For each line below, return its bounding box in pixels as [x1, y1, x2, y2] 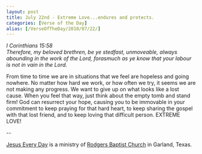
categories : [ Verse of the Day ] [6, 20, 87, 26]
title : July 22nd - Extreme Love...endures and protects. [6, 14, 155, 20]
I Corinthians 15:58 [6, 42, 53, 49]
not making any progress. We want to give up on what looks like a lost [6, 85, 179, 93]
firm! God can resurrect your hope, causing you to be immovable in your [6, 99, 185, 106]
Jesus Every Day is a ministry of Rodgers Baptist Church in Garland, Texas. [6, 141, 192, 148]
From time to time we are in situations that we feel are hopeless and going [6, 73, 189, 80]
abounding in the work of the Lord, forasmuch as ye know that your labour [6, 55, 192, 62]
